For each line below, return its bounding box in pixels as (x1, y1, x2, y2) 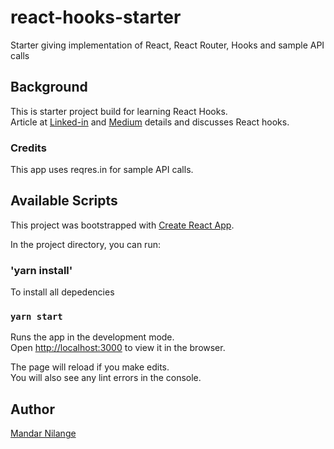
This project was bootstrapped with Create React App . (10, 219, 235, 231)
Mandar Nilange (10, 427, 77, 440)
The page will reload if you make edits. (10, 361, 170, 373)
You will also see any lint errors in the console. (10, 372, 202, 384)
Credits (10, 141, 47, 155)
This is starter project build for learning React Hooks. (10, 105, 228, 117)
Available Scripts (10, 192, 118, 210)
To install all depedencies (10, 286, 115, 298)
